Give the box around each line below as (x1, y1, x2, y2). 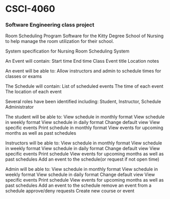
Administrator (5, 104, 34, 110)
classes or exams (5, 73, 42, 80)
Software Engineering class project (5, 21, 94, 29)
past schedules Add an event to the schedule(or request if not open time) (5, 156, 160, 162)
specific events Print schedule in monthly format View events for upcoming (5, 125, 163, 131)
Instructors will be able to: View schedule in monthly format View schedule (5, 140, 162, 146)
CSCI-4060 (5, 3, 55, 15)
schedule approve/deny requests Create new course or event (5, 188, 135, 194)
